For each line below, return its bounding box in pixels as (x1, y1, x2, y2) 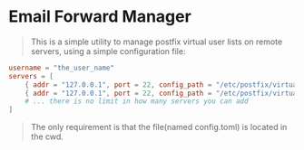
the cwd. (30, 131, 64, 142)
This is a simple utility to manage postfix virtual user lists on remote (30, 36, 283, 47)
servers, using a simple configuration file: (30, 45, 186, 56)
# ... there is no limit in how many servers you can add (25, 97, 249, 106)
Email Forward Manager (8, 6, 191, 27)
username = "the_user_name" (8, 63, 115, 72)
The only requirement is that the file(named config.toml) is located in (30, 122, 288, 133)
